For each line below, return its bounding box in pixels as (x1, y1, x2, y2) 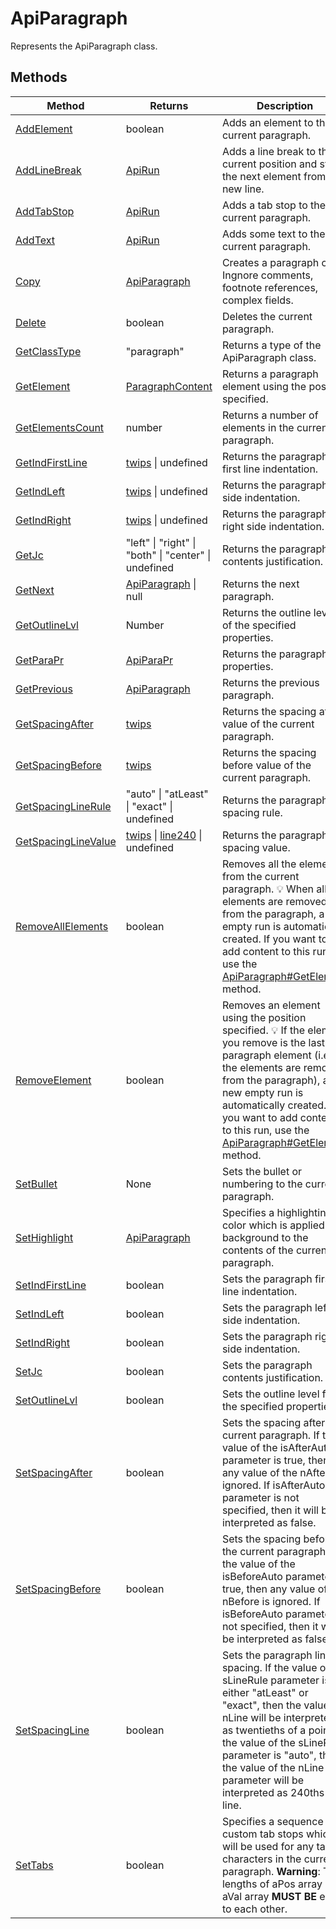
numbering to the (221, 1177, 303, 1191)
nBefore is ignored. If (221, 1594, 321, 1608)
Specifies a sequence (221, 1814, 324, 1828)
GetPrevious (15, 682, 73, 696)
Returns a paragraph (221, 367, 319, 381)
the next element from (221, 169, 327, 183)
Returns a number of (221, 408, 319, 422)
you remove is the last (221, 1035, 326, 1049)
